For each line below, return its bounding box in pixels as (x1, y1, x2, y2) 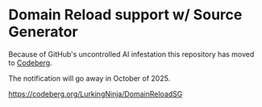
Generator (8, 23, 78, 41)
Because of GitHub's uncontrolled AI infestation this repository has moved (8, 49, 255, 59)
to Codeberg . (8, 58, 52, 68)
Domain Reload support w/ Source (8, 6, 243, 24)
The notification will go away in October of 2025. (8, 73, 171, 83)
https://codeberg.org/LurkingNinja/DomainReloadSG (8, 88, 183, 98)
